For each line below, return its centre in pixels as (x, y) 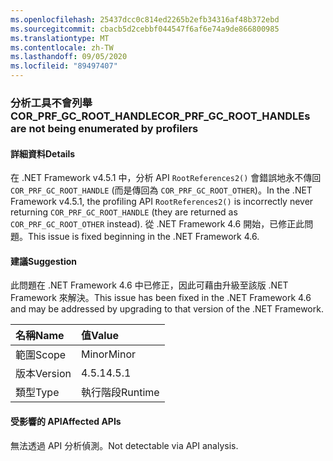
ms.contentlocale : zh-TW (62, 47)
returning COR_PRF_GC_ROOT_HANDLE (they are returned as (124, 212)
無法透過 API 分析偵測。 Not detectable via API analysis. (124, 445)
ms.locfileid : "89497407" (64, 66)
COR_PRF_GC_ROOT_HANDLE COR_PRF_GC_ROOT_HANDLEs (160, 116)
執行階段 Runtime (120, 393)
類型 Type (37, 393)
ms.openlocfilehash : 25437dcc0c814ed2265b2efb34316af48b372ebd (145, 19)
